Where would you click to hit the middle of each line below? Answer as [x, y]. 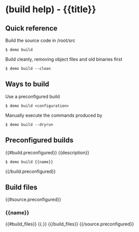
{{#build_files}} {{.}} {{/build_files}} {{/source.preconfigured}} [70, 224]
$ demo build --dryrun [29, 124]
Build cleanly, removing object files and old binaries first [64, 59]
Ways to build [27, 84]
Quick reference [31, 28]
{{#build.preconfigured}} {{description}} [47, 152]
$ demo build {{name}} [29, 162]
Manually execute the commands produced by [54, 115]
